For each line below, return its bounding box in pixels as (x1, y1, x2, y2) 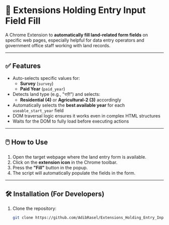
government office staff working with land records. (5, 42, 111, 48)
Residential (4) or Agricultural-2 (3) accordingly (20, 96, 122, 102)
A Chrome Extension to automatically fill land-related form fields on (5, 32, 148, 38)
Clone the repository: (12, 205, 57, 211)
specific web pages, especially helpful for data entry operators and (5, 37, 144, 43)
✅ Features (5, 62, 41, 70)
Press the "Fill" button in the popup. (12, 164, 88, 170)
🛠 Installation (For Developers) (5, 189, 105, 198)
